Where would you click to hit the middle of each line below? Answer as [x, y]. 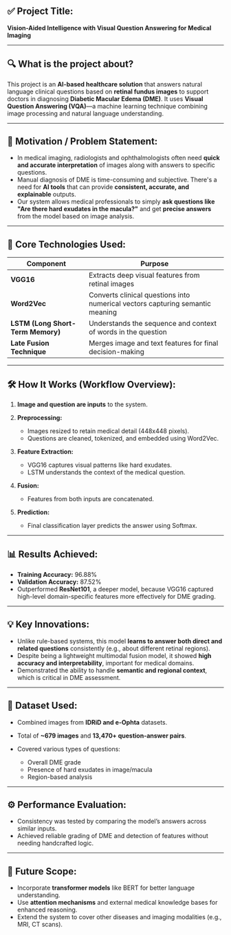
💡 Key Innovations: [48, 625]
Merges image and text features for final [153, 343]
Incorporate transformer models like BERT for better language [106, 888]
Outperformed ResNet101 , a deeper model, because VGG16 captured [115, 589]
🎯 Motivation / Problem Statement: [82, 141]
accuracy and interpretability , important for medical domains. [106, 663]
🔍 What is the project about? [70, 64]
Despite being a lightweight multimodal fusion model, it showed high [114, 655]
